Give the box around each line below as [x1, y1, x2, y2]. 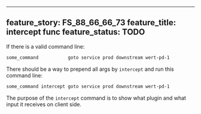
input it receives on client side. [6, 100, 82, 108]
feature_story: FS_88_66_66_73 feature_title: [6, 17, 176, 28]
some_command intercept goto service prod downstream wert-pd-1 [6, 83, 170, 89]
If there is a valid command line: [6, 43, 85, 50]
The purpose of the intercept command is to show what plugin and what [6, 94, 187, 101]
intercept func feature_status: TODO [6, 27, 145, 37]
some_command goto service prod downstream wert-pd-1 [6, 55, 170, 61]
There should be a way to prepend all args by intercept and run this [6, 65, 175, 73]
